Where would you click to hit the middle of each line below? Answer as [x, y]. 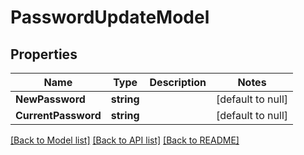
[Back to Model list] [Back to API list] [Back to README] [125, 140]
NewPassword [50, 99]
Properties [44, 54]
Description [178, 82]
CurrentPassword [58, 115]
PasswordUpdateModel [110, 17]
